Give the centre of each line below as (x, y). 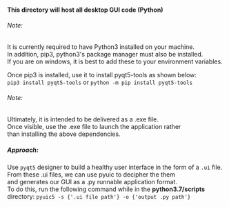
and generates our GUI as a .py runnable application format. (92, 181)
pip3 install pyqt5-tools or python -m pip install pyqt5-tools (100, 82)
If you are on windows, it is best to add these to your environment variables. (115, 61)
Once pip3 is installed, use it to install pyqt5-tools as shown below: (102, 75)
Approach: (23, 150)
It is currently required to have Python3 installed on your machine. (101, 47)
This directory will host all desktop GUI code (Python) (85, 10)
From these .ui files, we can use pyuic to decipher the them (91, 174)
